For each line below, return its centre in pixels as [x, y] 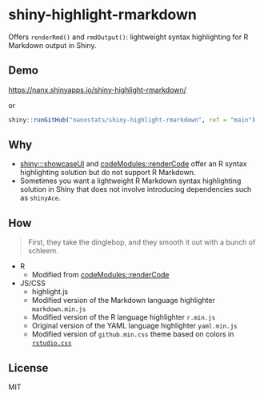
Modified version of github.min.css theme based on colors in [133, 334]
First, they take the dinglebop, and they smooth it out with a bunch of [142, 242]
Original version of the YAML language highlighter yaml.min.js [134, 326]
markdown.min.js [59, 309]
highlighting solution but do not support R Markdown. [108, 173]
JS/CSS [33, 283]
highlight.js [50, 292]
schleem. [43, 251]
